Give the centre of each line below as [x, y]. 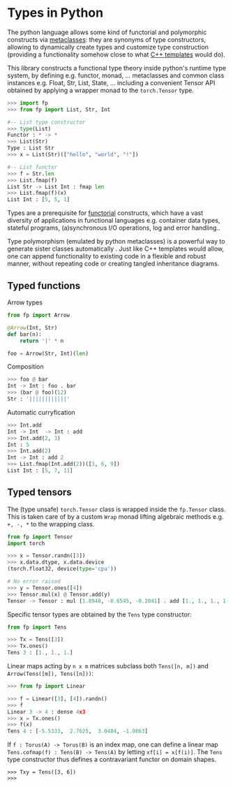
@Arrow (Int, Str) [32, 328]
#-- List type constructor [46, 122]
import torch [26, 543]
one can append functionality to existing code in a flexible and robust [107, 256]
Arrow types [25, 302]
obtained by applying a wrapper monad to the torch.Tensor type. [100, 90]
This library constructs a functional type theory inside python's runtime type [117, 68]
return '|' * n [42, 341]
